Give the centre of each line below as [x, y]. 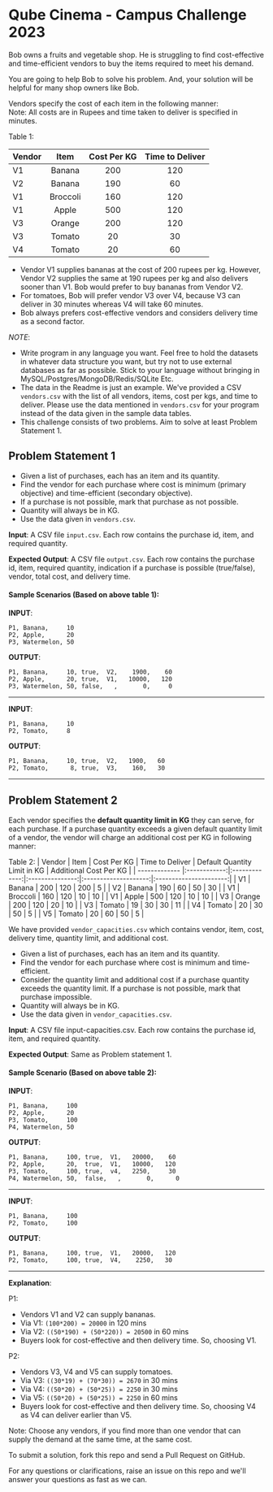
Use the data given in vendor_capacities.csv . [96, 1014]
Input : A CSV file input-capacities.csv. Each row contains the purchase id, [132, 1030]
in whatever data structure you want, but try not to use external [126, 361]
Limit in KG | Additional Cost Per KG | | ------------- [94, 870]
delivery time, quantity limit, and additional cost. [89, 938]
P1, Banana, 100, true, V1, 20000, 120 [92, 1253]
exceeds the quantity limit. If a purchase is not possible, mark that [130, 988]
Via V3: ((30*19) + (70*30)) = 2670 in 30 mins [99, 1380]
